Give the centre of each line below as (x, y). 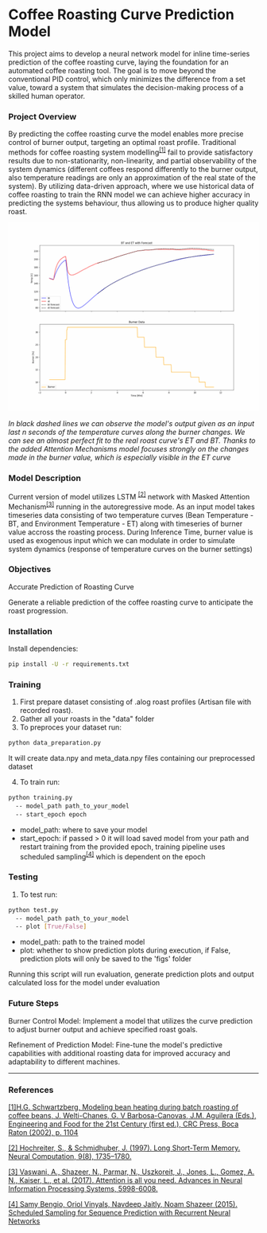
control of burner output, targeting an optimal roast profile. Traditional (122, 143)
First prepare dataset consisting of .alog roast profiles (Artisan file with (135, 702)
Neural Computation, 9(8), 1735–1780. (70, 1156)
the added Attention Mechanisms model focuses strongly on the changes (128, 448)
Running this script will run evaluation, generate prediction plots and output (131, 974)
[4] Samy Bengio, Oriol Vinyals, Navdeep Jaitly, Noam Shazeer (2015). (123, 1204)
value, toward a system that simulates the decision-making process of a (126, 87)
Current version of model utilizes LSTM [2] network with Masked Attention (129, 496)
